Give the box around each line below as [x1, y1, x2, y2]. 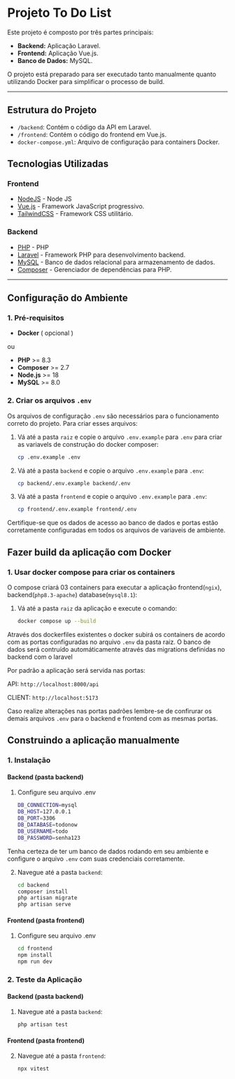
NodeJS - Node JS [17, 194, 72, 203]
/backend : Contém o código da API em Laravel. [17, 122, 152, 131]
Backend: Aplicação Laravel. [17, 41, 101, 50]
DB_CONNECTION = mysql [17, 802, 78, 809]
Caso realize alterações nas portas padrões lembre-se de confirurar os [7, 706, 212, 715]
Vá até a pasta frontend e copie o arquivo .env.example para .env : [17, 492, 208, 501]
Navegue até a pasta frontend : [17, 1052, 106, 1060]
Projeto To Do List [7, 5, 112, 21]
